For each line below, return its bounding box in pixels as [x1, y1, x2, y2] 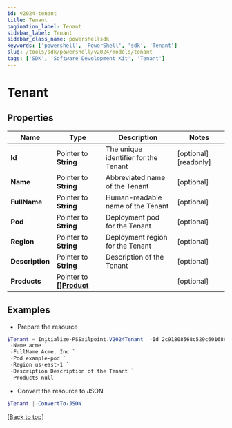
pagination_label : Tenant [7, 23, 81, 30]
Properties [7, 112, 54, 124]
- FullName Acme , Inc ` [10, 349, 76, 356]
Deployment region [106, 232, 168, 242]
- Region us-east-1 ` [10, 362, 70, 369]
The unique [106, 144, 143, 154]
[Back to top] [7, 412, 44, 421]
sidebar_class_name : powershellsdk [7, 36, 110, 43]
